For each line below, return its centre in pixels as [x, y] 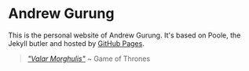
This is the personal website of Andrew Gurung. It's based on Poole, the [124, 35]
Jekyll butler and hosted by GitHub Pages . [77, 43]
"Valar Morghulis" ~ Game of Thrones [89, 59]
